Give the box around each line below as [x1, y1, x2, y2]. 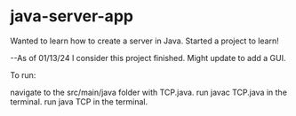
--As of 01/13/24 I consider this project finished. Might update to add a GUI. [10, 52, 286, 63]
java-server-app [10, 6, 134, 27]
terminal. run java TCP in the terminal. [10, 96, 148, 107]
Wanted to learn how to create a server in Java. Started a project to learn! [10, 35, 279, 46]
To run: [10, 69, 36, 81]
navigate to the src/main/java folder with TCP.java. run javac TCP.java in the [10, 87, 288, 97]
